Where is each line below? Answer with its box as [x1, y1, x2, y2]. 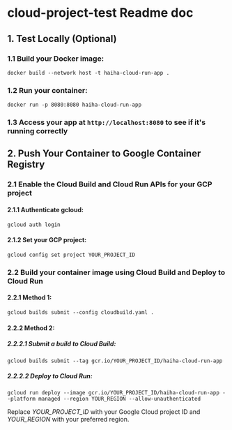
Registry [7, 158, 45, 170]
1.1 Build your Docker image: [7, 54, 105, 64]
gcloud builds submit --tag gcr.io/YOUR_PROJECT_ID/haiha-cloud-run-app [7, 357, 223, 364]
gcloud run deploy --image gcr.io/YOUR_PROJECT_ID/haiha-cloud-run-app [7, 390, 219, 396]
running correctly [7, 126, 68, 136]
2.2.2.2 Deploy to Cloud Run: [7, 372, 93, 380]
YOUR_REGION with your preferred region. [7, 415, 130, 424]
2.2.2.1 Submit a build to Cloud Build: [7, 340, 116, 348]
